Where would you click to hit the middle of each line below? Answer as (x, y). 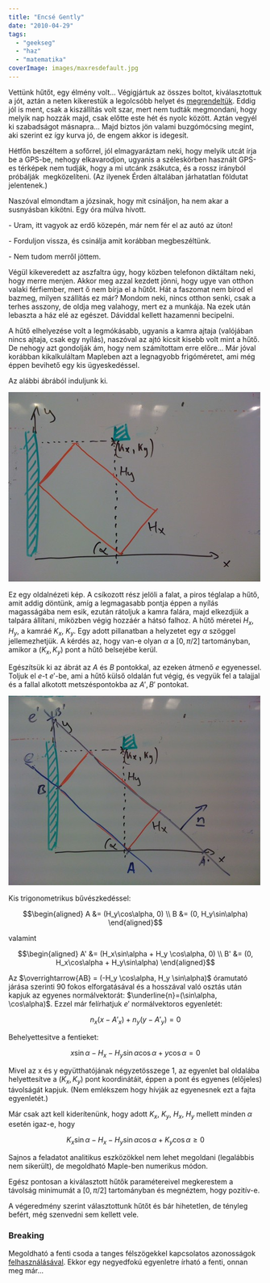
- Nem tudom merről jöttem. (55, 256)
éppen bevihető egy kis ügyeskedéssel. (74, 365)
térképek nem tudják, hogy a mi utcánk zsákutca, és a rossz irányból (132, 168)
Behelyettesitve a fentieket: (54, 1037)
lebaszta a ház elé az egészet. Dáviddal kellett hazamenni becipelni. (121, 314)
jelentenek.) (28, 185)
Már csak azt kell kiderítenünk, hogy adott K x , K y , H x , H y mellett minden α (130, 1114)
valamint (23, 939)
